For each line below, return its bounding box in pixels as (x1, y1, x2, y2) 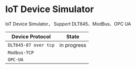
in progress (59, 41, 86, 48)
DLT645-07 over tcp (8, 42, 55, 48)
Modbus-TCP (8, 49, 34, 55)
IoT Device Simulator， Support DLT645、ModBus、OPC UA (5, 21, 131, 27)
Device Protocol (11, 33, 51, 40)
